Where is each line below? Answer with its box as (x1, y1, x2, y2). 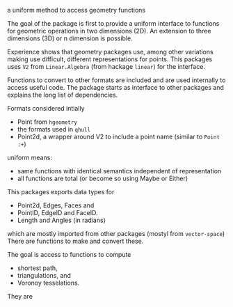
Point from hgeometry (17, 118, 78, 126)
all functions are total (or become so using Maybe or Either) (17, 174, 188, 182)
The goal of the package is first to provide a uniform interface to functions (7, 19, 220, 27)
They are (7, 292, 33, 300)
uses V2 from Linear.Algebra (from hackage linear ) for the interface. (7, 63, 205, 70)
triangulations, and (17, 271, 72, 279)
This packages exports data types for (7, 188, 115, 196)
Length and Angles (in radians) (17, 216, 106, 224)
